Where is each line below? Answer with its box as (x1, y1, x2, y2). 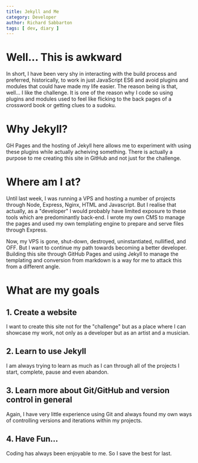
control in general (6, 395, 72, 405)
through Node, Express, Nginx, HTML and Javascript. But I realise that (6, 201, 177, 208)
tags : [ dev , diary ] (6, 25, 60, 31)
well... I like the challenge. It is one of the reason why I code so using (6, 89, 173, 97)
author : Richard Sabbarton (6, 20, 72, 25)
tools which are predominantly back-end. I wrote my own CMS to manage (6, 214, 185, 221)
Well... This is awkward (6, 51, 122, 64)
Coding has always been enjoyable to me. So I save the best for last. (6, 449, 172, 456)
